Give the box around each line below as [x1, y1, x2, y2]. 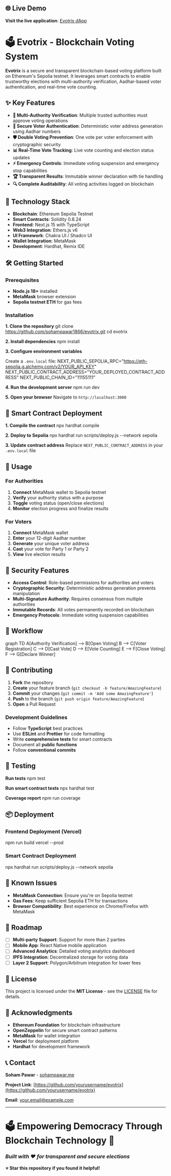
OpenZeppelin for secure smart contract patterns [12, 1027, 118, 1033]
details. [5, 994, 21, 1000]
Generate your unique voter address [12, 541, 90, 547]
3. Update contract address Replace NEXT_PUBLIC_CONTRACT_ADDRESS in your [5, 442, 163, 449]
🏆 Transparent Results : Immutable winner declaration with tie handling [12, 173, 163, 179]
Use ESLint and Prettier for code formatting [12, 731, 105, 737]
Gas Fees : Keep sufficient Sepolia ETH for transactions [12, 898, 128, 904]
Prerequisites [5, 276, 39, 284]
